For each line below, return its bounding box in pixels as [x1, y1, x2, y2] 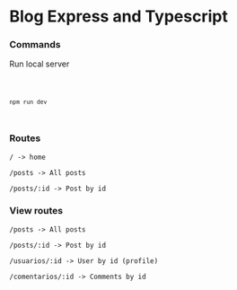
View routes [9, 205, 64, 217]
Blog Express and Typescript [9, 6, 229, 27]
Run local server [9, 58, 70, 69]
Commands [9, 39, 61, 51]
